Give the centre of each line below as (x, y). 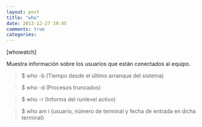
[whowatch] (21, 52)
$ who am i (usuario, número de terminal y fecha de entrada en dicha (108, 111)
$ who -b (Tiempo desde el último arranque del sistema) (92, 76)
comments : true (26, 29)
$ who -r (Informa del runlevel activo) (69, 100)
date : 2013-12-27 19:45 (37, 23)
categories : (21, 35)
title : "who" (23, 18)
